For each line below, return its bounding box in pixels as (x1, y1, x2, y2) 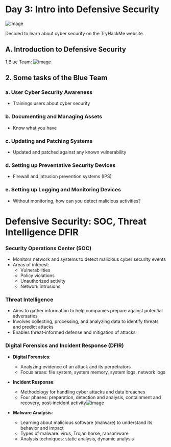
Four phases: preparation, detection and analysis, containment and (20, 394, 161, 400)
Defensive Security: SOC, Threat (5, 215, 147, 227)
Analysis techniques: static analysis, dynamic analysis (20, 435, 134, 442)
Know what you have (12, 125, 57, 131)
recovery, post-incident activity (20, 400, 86, 406)
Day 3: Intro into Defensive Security (5, 4, 160, 15)
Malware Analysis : (12, 409, 53, 415)
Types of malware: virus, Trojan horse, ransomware (20, 430, 129, 436)
